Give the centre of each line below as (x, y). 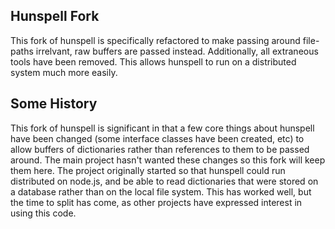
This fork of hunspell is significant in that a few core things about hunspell (162, 128)
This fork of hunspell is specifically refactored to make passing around (155, 40)
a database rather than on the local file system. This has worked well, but (161, 191)
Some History (54, 104)
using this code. (43, 213)
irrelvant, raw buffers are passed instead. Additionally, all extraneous (177, 51)
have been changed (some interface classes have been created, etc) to (157, 138)
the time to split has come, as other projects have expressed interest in (156, 202)
